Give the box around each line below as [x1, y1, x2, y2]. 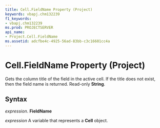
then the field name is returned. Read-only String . [5, 81, 105, 87]
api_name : [5, 30, 25, 35]
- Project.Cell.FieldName [5, 35, 58, 39]
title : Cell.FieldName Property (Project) [5, 7, 93, 12]
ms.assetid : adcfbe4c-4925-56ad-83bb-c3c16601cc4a [5, 39, 110, 44]
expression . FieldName [5, 108, 52, 114]
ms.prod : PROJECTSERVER [5, 25, 54, 30]
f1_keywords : [5, 16, 32, 21]
